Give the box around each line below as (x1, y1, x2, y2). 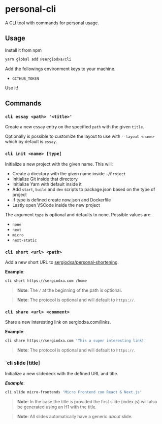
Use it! (5, 85, 18, 91)
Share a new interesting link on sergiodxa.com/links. (5, 319, 111, 325)
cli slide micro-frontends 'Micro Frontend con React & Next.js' (5, 390, 142, 395)
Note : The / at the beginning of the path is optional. (17, 287, 122, 293)
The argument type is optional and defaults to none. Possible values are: (5, 211, 152, 218)
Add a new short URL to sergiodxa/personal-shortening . (5, 259, 119, 265)
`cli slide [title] (5, 359, 40, 366)
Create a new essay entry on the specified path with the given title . (5, 124, 144, 130)
